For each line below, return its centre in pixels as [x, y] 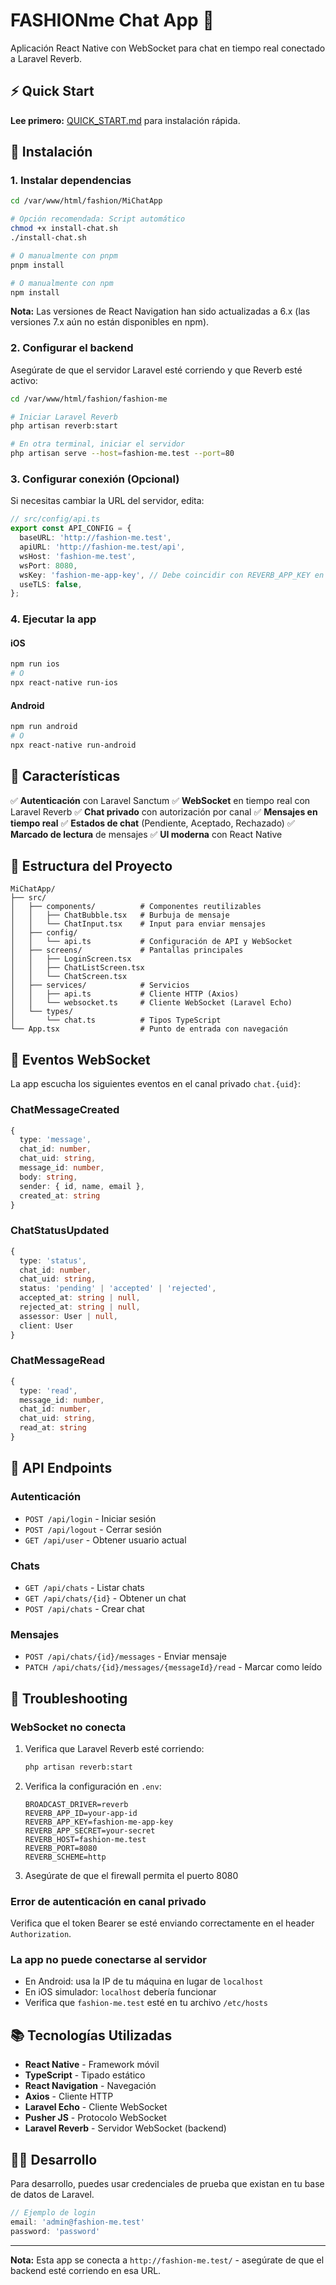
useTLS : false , [51, 584]
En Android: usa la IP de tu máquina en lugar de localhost [144, 1981]
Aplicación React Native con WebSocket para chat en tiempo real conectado [168, 48]
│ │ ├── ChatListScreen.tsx [77, 968]
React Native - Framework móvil [92, 2065]
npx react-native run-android [73, 745]
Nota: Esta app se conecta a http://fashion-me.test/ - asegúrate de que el [167, 2260]
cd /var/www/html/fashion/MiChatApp [86, 201]
